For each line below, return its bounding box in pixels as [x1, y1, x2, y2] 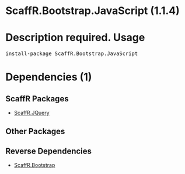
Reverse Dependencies [5, 146, 92, 156]
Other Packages [5, 126, 65, 136]
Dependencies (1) [5, 70, 92, 84]
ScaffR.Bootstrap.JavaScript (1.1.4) [5, 4, 180, 18]
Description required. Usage [5, 31, 145, 45]
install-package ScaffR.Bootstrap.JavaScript [5, 50, 138, 57]
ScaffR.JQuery [13, 110, 50, 117]
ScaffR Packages [5, 94, 69, 104]
